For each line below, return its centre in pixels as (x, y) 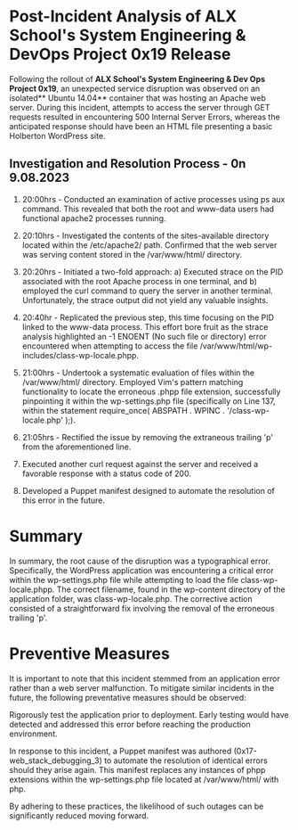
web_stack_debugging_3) (56, 760)
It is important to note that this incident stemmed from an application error (145, 678)
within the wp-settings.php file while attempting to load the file (124, 579)
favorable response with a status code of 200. (106, 473)
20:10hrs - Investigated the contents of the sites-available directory (145, 235)
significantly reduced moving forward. (79, 815)
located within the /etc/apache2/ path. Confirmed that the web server (149, 245)
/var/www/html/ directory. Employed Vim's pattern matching (133, 382)
